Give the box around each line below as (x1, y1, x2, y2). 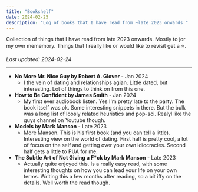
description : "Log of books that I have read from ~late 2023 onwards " (6, 19, 189, 25)
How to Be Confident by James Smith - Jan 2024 (14, 92, 137, 99)
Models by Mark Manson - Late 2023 (14, 123, 107, 130)
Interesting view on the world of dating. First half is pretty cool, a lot (23, 135, 188, 143)
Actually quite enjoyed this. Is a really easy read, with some (23, 160, 167, 168)
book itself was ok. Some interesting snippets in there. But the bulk (23, 104, 186, 111)
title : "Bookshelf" (6, 8, 54, 15)
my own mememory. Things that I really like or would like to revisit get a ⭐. (6, 42, 187, 49)
